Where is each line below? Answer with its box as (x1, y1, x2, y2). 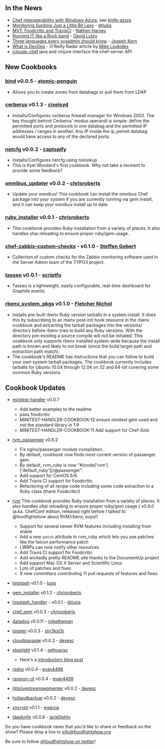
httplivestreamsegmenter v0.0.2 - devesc (12, 685, 97, 691)
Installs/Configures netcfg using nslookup (12, 157, 98, 163)
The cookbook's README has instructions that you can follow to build (12, 353, 154, 360)
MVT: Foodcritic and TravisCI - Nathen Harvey (12, 27, 106, 34)
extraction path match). (12, 348, 60, 354)
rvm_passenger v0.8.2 (12, 437, 58, 443)
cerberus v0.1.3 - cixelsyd (5, 101, 69, 108)
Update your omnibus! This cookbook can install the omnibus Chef (12, 191, 148, 197)
